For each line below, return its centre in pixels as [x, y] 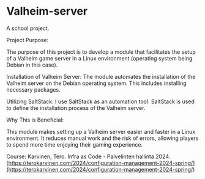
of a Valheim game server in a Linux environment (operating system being [99, 58]
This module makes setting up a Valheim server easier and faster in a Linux [101, 131]
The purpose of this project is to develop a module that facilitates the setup [101, 52]
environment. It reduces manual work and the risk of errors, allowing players [102, 138]
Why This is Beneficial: [35, 120]
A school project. [28, 28]
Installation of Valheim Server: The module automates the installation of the [101, 76]
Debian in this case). [32, 65]
